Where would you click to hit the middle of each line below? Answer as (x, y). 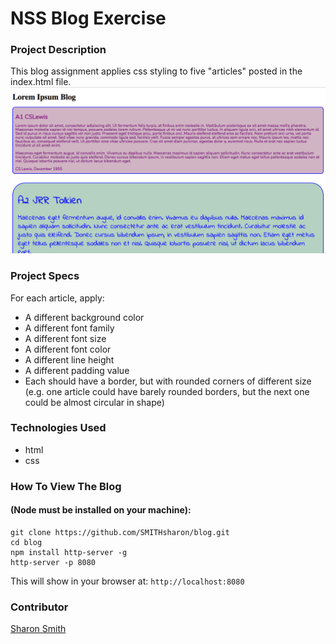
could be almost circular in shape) (94, 402)
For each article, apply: (57, 298)
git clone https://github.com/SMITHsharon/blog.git (120, 532)
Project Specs (45, 276)
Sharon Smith (38, 629)
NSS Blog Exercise (88, 18)
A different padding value (77, 370)
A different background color (84, 317)
